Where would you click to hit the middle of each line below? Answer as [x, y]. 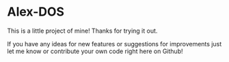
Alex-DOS [36, 12]
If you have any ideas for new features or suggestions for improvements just [114, 44]
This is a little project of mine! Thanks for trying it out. [82, 31]
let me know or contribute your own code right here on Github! [95, 51]
